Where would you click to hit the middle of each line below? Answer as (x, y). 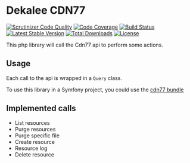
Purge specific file (37, 136)
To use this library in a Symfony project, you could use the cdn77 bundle (95, 90)
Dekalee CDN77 (46, 10)
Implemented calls (41, 108)
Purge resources (35, 129)
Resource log (31, 148)
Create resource (35, 142)
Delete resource (35, 154)
